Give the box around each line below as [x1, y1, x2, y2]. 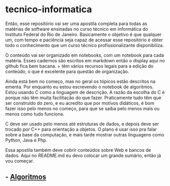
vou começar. [5, 157, 34, 164]
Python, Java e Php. [5, 137, 47, 143]
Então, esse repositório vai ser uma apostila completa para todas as [5, 20, 148, 27]
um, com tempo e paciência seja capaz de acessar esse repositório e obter [5, 37, 163, 43]
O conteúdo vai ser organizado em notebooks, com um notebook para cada [5, 52, 164, 58]
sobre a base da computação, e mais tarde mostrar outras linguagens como [5, 131, 164, 137]
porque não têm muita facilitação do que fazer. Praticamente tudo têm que [5, 95, 162, 101]
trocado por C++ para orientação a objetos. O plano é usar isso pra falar [5, 126, 157, 132]
